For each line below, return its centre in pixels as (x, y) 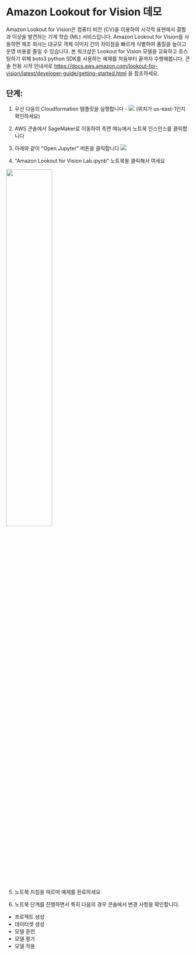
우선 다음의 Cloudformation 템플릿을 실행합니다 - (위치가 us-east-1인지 (100, 108)
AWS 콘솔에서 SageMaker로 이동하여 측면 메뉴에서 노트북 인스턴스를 (93, 128)
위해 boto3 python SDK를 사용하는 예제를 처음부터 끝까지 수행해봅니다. (103, 59)
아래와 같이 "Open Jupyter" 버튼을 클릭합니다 (67, 148)
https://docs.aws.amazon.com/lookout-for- (106, 66)
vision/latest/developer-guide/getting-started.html (66, 73)
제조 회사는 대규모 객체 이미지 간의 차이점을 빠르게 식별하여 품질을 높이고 (104, 44)
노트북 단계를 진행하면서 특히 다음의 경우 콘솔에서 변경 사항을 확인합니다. (97, 904)
